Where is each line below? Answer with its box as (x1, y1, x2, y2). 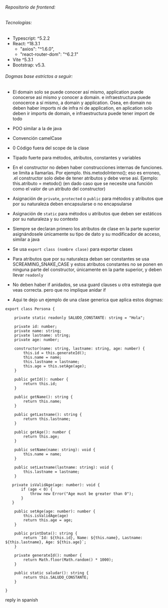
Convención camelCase (12, 135, 62, 141)
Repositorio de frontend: (5, 4, 56, 10)
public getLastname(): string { (14, 412, 82, 417)
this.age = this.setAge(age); (23, 364, 87, 369)
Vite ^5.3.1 (12, 56, 34, 62)
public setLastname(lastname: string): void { (14, 465, 114, 470)
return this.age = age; (23, 518, 73, 523)
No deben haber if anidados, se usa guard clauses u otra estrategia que (12, 282, 161, 288)
